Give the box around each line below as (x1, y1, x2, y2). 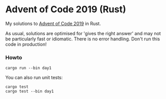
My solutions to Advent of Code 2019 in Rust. (5, 20, 101, 27)
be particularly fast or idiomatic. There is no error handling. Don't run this (5, 36, 160, 42)
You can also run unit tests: (5, 75, 63, 81)
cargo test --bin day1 (5, 89, 54, 94)
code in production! (5, 41, 47, 47)
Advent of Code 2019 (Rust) (5, 4, 126, 15)
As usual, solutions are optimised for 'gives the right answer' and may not (5, 30, 161, 36)
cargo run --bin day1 (5, 65, 52, 71)
